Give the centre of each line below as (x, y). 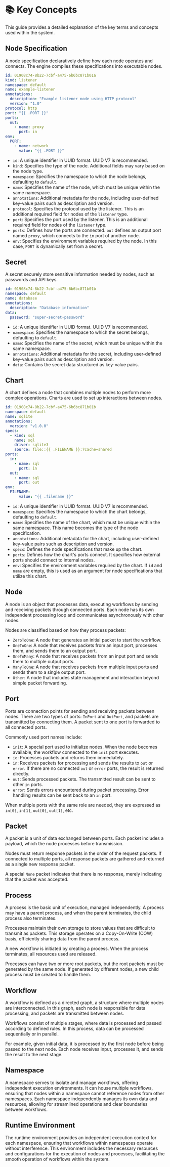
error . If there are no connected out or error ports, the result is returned (88, 768)
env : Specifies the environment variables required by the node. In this (84, 241)
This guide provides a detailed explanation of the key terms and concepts (82, 27)
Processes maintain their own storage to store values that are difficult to (80, 928)
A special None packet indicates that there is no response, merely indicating (83, 874)
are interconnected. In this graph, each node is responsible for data (75, 1008)
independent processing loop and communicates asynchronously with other (85, 615)
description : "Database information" (50, 308)
